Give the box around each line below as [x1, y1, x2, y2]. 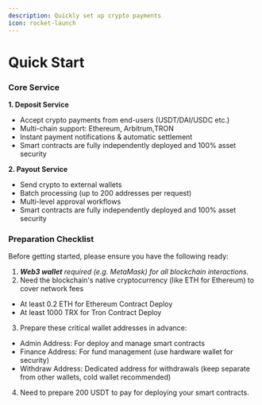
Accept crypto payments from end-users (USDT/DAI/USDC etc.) [19, 115, 230, 124]
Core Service [8, 81, 60, 92]
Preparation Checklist [8, 233, 94, 244]
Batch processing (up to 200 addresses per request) [19, 188, 192, 197]
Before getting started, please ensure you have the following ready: [8, 251, 229, 261]
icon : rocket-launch [8, 19, 77, 27]
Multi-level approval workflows [19, 197, 121, 206]
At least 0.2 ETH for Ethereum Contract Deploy [19, 299, 173, 309]
